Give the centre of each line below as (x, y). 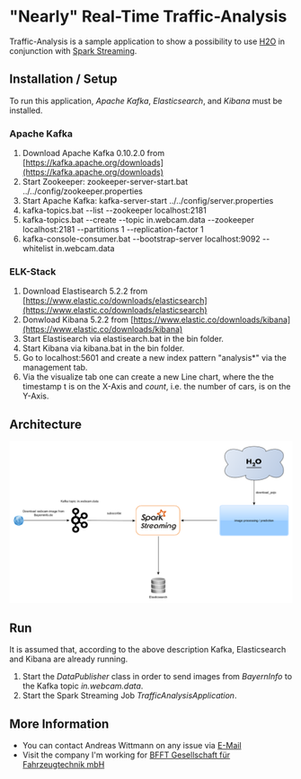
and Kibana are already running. (69, 659)
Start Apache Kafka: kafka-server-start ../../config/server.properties (148, 201)
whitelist (38, 249)
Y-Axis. (35, 396)
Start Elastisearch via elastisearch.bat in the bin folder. (123, 339)
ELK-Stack (33, 271)
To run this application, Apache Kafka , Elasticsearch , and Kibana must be (146, 101)
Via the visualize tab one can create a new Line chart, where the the (148, 377)
